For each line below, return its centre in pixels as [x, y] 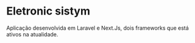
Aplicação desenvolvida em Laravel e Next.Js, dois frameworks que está [97, 28]
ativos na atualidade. [32, 34]
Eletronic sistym [48, 11]
